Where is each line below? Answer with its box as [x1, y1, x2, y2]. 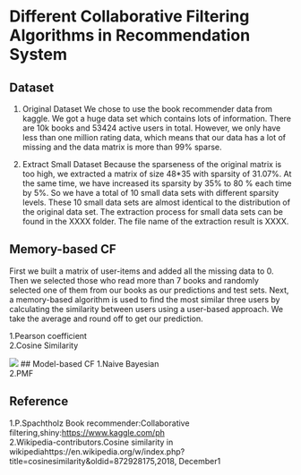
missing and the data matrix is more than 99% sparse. [21, 141, 222, 152]
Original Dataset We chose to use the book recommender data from [21, 104, 273, 114]
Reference [9, 394, 69, 409]
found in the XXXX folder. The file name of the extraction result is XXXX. [21, 216, 289, 226]
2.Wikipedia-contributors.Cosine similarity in [9, 437, 174, 447]
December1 [178, 455, 221, 466]
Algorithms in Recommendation [9, 25, 251, 46]
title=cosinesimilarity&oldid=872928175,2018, [9, 455, 177, 466]
